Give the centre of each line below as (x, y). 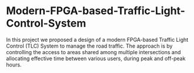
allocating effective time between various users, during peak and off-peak (96, 58)
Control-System (46, 23)
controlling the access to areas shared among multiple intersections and (93, 52)
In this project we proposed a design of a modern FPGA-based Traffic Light (97, 39)
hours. (14, 64)
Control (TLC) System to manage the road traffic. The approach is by (89, 46)
